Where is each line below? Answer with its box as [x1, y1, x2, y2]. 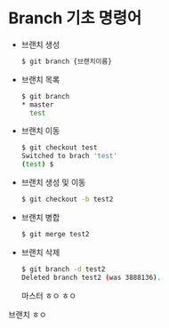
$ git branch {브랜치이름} [20, 57, 112, 66]
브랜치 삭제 [20, 246, 60, 258]
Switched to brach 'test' [20, 152, 117, 161]
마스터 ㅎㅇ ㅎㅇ [20, 290, 76, 300]
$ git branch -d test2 [20, 264, 106, 274]
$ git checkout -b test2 [20, 195, 114, 204]
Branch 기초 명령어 [8, 8, 142, 28]
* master [20, 100, 54, 109]
